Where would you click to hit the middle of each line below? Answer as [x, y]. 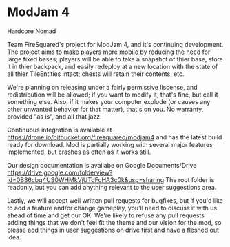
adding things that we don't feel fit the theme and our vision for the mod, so [114, 222]
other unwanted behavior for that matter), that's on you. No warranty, [105, 109]
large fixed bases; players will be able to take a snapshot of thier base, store [115, 59]
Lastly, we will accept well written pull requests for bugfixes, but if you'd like [115, 200]
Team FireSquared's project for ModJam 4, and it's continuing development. [115, 44]
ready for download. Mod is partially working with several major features [110, 144]
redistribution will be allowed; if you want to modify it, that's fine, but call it [113, 95]
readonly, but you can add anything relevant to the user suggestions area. [112, 187]
